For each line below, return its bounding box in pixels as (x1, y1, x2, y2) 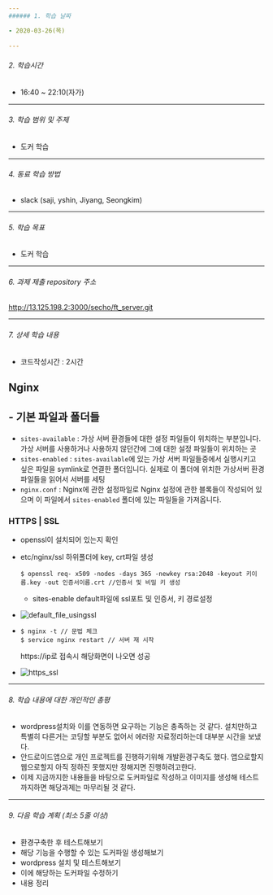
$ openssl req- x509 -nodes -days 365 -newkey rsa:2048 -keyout (19, 570, 243, 578)
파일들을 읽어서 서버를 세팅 (19, 474, 106, 484)
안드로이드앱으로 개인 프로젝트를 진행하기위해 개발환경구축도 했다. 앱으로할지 (19, 752, 264, 762)
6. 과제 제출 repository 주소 (8, 277, 97, 286)
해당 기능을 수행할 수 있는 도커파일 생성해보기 (19, 847, 164, 857)
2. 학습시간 (8, 60, 44, 70)
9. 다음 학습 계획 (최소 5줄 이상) (8, 810, 109, 820)
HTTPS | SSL (8, 515, 59, 526)
